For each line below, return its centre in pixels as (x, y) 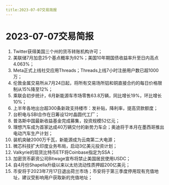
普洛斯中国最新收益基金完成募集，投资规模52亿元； (66, 120)
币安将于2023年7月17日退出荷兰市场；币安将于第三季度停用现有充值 (83, 171)
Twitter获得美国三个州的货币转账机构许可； (58, 51)
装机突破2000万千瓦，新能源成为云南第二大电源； (65, 140)
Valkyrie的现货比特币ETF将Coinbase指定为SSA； (64, 152)
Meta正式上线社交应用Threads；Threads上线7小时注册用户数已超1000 (86, 70)
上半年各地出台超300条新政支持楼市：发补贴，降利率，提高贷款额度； (86, 108)
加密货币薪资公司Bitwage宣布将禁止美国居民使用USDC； (72, 158)
